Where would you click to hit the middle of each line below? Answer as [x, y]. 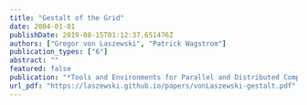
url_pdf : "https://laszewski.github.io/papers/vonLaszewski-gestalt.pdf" [153, 86]
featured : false [40, 69]
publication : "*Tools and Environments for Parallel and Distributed [145, 78]
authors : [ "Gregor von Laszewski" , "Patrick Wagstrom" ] [118, 43]
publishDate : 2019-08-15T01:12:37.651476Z [91, 35]
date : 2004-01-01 [42, 26]
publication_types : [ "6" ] [58, 52]
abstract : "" [34, 60]
